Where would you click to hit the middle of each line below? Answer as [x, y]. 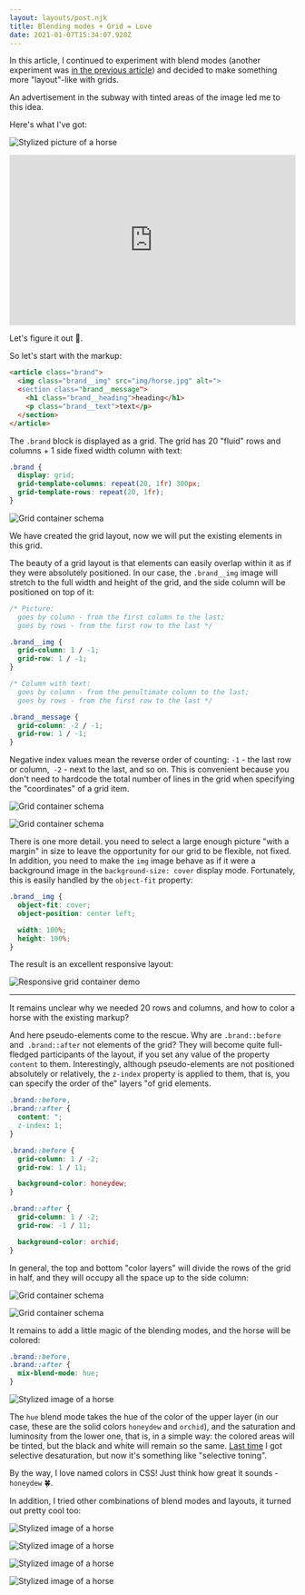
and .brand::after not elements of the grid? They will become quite [138, 1045]
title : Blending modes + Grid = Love [81, 26]
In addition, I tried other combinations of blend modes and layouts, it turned [151, 1501]
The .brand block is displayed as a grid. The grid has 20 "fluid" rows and [145, 441]
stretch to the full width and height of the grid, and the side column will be [148, 582]
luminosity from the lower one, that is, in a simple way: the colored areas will [152, 1436]
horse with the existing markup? [69, 1018]
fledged [24, 1054]
